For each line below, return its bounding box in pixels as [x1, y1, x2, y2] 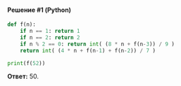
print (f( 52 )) [7, 59, 46, 66]
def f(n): [7, 21, 37, 28]
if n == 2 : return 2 [20, 34, 80, 41]
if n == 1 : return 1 [20, 28, 80, 35]
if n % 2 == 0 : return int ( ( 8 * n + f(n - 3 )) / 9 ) [20, 41, 175, 48]
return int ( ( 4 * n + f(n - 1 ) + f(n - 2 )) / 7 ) [20, 47, 156, 54]
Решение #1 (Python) [7, 6, 72, 14]
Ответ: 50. [7, 72, 39, 80]
